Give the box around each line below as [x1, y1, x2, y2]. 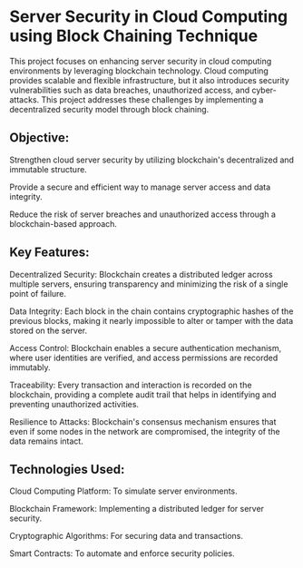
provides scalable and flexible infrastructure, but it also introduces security [9, 74, 290, 85]
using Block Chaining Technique [9, 25, 259, 46]
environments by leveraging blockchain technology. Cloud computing [9, 65, 269, 76]
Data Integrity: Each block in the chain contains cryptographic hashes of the [9, 306, 294, 317]
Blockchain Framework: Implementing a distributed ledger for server [9, 504, 265, 514]
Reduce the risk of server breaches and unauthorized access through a [9, 209, 277, 220]
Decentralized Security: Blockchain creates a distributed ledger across [9, 269, 274, 279]
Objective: [9, 130, 70, 146]
